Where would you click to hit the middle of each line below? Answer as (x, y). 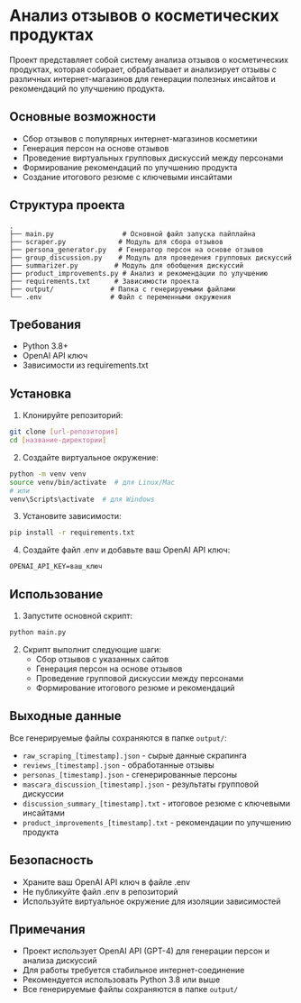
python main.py (38, 633)
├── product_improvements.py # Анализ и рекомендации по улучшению (139, 273)
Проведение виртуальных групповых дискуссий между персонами (153, 158)
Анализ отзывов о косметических (144, 16)
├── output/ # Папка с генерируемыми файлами (123, 289)
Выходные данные (65, 716)
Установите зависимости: (72, 516)
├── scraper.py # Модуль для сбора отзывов (116, 242)
